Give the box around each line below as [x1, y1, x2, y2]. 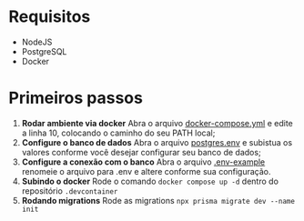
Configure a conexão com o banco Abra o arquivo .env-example [21, 156, 266, 167]
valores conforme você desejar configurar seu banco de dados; [21, 146, 261, 157]
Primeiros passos [8, 88, 143, 108]
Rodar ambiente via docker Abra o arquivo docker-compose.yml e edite [21, 117, 293, 128]
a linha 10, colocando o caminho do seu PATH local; [21, 127, 216, 138]
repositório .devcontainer [21, 185, 118, 196]
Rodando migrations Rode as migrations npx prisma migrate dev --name [21, 195, 295, 206]
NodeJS [21, 36, 53, 47]
